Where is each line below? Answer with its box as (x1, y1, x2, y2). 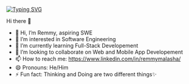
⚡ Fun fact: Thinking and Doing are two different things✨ (15, 71, 157, 78)
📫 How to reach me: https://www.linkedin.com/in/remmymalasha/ (15, 55, 181, 62)
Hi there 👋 (6, 18, 32, 24)
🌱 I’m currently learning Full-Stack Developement (15, 42, 139, 49)
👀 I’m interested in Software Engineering (15, 36, 117, 42)
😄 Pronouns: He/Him (15, 64, 69, 71)
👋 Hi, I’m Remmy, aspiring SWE (15, 29, 93, 36)
